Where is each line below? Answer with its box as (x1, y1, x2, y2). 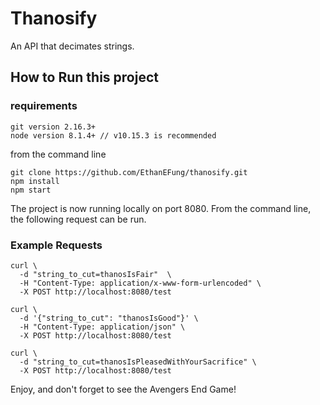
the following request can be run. (10, 213, 147, 225)
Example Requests (10, 238, 103, 252)
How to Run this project (10, 69, 159, 86)
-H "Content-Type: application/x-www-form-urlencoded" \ (19, 278, 262, 288)
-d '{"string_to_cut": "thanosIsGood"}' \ (19, 313, 199, 323)
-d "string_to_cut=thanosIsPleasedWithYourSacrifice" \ (19, 357, 257, 367)
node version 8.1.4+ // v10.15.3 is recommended (10, 130, 217, 141)
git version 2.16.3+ (10, 122, 97, 132)
